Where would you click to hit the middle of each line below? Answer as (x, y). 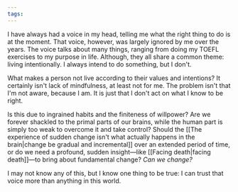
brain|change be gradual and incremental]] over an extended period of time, (119, 144)
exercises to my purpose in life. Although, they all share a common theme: (116, 57)
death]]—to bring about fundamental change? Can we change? (100, 159)
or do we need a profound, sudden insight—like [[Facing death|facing (109, 152)
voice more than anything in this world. (64, 181)
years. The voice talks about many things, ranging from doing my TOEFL (113, 49)
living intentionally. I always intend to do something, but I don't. (99, 64)
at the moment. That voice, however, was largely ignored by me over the (113, 41)
